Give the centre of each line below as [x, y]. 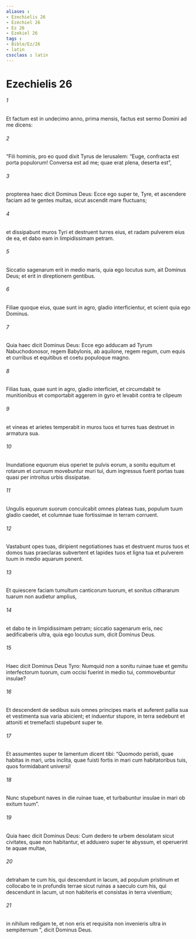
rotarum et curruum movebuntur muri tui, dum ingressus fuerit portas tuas [95, 471]
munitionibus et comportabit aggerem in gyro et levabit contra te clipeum [94, 395]
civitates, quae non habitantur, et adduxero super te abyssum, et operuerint [97, 842]
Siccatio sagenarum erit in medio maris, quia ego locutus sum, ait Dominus [96, 269]
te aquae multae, [26, 848]
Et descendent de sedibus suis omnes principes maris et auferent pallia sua [97, 710]
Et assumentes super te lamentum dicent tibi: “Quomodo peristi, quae [90, 754]
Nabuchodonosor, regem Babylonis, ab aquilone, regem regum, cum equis [96, 351]
